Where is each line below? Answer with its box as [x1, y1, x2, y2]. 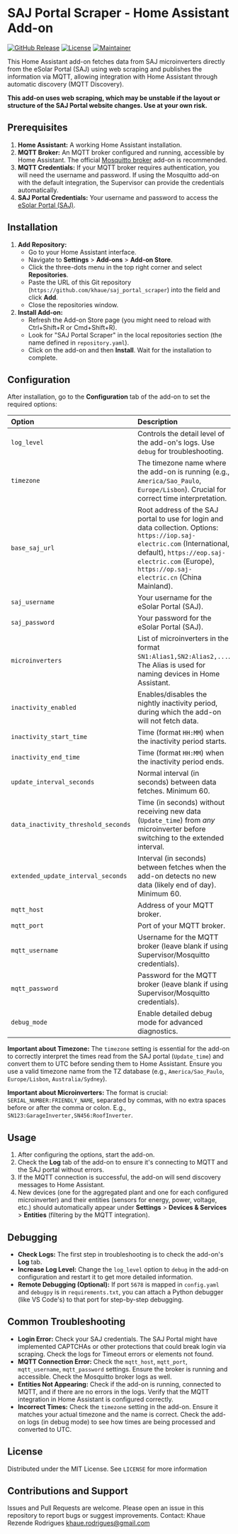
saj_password [11, 618, 55, 627]
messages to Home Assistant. [17, 1181, 105, 1189]
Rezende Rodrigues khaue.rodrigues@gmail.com [7, 1519, 150, 1528]
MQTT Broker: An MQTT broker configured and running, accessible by [17, 148, 225, 157]
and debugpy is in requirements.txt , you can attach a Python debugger [17, 1288, 224, 1296]
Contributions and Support [7, 1485, 129, 1497]
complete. [28, 353, 58, 362]
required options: [7, 400, 58, 408]
